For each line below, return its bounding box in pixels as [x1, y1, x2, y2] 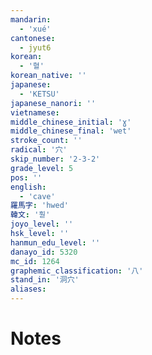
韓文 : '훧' [10, 210, 51, 220]
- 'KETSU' [19, 89, 60, 99]
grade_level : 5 [10, 163, 74, 173]
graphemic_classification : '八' [10, 266, 144, 276]
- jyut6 [19, 42, 52, 53]
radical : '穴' [10, 145, 68, 155]
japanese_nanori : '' [10, 98, 97, 108]
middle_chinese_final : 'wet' [10, 126, 132, 136]
